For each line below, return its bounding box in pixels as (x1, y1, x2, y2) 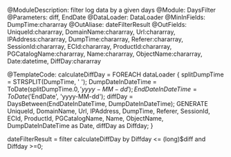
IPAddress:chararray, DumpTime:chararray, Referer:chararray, (7, 35, 183, 43)
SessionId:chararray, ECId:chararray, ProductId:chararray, (7, 43, 172, 50)
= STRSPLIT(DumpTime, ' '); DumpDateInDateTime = (7, 78, 157, 85)
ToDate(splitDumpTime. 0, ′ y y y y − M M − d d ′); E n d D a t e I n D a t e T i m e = (7, 85, 197, 93)
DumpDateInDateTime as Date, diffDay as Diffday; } (7, 122, 154, 129)
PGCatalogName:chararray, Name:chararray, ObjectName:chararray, (7, 50, 203, 58)
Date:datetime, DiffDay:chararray (7, 57, 102, 65)
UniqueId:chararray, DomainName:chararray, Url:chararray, (7, 28, 176, 36)
